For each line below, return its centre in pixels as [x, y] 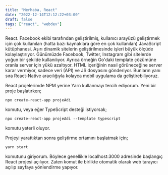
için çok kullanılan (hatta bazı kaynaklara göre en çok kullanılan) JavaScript [83, 44]
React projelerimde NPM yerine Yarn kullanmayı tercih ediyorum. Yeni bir [81, 86]
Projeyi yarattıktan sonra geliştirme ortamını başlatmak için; [67, 138]
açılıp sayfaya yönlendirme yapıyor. [42, 167]
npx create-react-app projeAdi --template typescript [63, 119]
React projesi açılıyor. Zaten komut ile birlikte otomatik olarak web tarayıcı [81, 162]
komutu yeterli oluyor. [28, 128]
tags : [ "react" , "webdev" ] [34, 24]
